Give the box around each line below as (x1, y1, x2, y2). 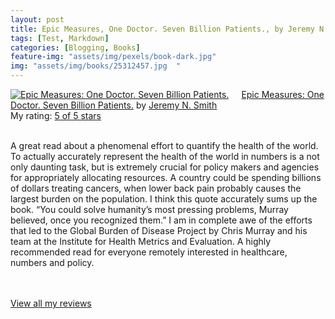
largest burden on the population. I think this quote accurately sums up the (10, 193, 318, 205)
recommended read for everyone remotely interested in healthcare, (10, 246, 288, 258)
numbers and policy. (10, 257, 95, 268)
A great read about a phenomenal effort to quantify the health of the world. (10, 140, 319, 151)
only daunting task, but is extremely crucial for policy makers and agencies (10, 161, 320, 173)
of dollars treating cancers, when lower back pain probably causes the (10, 182, 302, 194)
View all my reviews (10, 297, 92, 309)
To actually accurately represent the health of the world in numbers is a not (10, 151, 320, 162)
